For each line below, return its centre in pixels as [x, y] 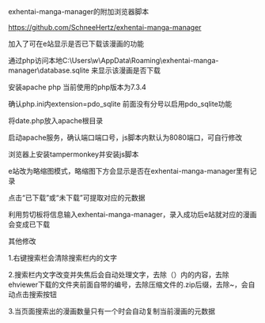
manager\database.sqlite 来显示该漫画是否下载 [84, 70]
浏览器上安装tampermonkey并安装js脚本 [74, 154]
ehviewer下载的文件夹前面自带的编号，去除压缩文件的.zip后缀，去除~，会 [129, 284]
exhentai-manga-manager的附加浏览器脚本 [79, 11]
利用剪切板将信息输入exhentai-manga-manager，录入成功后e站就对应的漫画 [132, 214]
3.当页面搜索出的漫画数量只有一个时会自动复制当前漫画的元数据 [112, 311]
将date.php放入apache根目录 [56, 120]
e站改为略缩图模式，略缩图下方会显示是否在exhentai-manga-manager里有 [129, 171]
